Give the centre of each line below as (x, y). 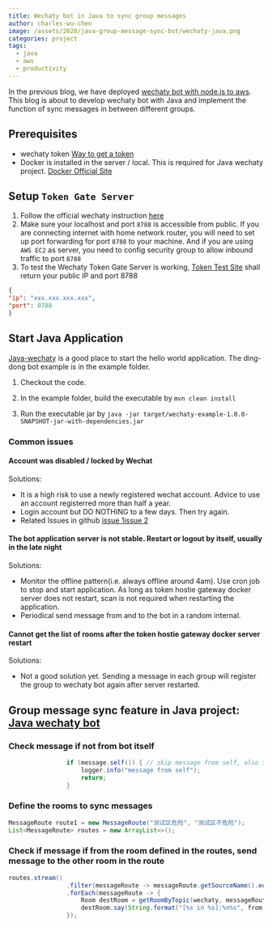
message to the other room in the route (87, 861)
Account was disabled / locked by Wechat (81, 461)
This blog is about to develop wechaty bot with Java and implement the (127, 100)
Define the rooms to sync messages (81, 806)
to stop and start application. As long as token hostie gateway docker (136, 590)
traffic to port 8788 (51, 259)
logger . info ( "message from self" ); (140, 770)
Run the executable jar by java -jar (80, 413)
